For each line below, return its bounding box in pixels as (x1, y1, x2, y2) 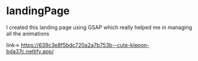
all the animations (6, 30, 49, 37)
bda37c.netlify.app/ (6, 47, 54, 54)
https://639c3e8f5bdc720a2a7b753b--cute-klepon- (20, 41, 150, 49)
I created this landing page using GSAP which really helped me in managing (6, 24, 193, 31)
